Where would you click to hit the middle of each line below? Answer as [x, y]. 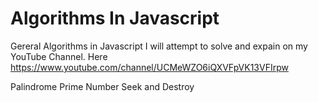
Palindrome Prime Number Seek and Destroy [102, 86]
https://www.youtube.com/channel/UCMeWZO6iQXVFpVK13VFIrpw [149, 67]
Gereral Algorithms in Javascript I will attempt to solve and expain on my [159, 46]
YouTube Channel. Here [59, 56]
